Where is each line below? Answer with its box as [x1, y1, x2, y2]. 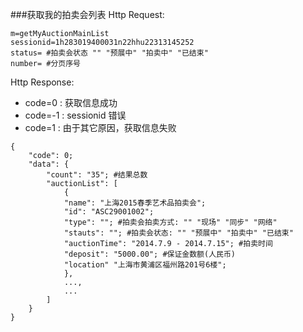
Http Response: [10, 76, 75, 88]
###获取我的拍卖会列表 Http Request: [10, 9, 165, 20]
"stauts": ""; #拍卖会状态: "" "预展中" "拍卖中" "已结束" [63, 228, 294, 238]
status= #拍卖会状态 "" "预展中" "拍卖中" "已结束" [10, 48, 209, 58]
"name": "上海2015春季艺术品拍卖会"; [63, 198, 207, 208]
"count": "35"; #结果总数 [46, 170, 148, 180]
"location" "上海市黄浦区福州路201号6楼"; [63, 260, 227, 270]
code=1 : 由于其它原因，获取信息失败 [24, 122, 177, 133]
